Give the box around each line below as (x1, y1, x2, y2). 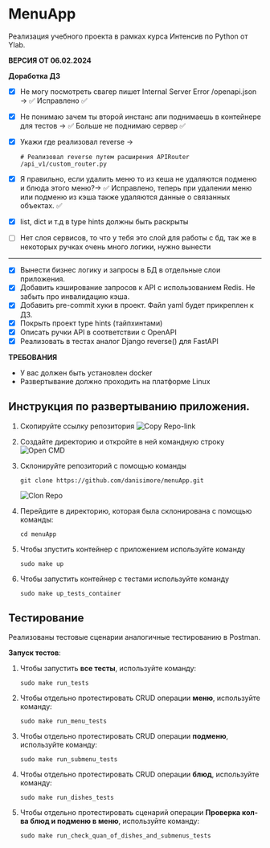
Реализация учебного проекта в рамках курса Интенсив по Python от (8, 31, 248, 41)
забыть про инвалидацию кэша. (19, 292, 130, 301)
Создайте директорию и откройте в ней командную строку (19, 436, 225, 446)
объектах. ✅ (19, 201, 63, 211)
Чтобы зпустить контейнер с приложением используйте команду (19, 544, 246, 554)
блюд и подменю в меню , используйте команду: (30, 817, 200, 826)
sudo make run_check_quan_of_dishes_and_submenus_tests (19, 832, 211, 840)
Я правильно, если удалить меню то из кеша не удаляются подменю (19, 174, 257, 184)
